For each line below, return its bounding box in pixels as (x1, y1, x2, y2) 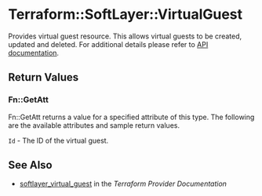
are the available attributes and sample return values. (8, 120, 180, 130)
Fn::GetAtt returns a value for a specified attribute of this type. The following (8, 112, 255, 122)
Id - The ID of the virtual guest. (8, 136, 109, 145)
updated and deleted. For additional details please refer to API (8, 39, 209, 49)
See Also (8, 158, 53, 172)
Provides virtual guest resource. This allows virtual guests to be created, (8, 31, 242, 41)
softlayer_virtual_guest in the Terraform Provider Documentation (19, 179, 227, 189)
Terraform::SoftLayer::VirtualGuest (8, 5, 243, 24)
